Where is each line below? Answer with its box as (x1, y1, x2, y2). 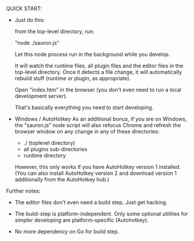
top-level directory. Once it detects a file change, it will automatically (14, 69, 182, 76)
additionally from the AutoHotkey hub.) (14, 176, 109, 183)
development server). (14, 93, 67, 99)
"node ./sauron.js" (14, 40, 60, 46)
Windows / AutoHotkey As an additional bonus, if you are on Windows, (14, 115, 187, 122)
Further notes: (6, 187, 41, 194)
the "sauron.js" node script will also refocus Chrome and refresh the (14, 122, 182, 129)
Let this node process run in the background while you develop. (14, 51, 170, 58)
